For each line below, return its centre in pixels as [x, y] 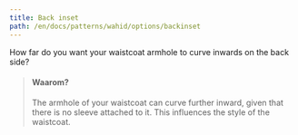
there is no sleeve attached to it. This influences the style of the [151, 112]
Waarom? [50, 82]
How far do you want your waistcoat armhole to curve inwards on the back [149, 52]
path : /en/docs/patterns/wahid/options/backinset [105, 26]
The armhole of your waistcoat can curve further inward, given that [158, 102]
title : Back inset [44, 18]
